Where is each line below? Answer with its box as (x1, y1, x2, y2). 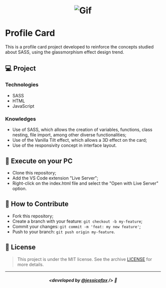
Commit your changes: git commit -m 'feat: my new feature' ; (12, 223, 141, 229)
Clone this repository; (12, 169, 57, 175)
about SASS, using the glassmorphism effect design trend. (5, 49, 124, 55)
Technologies (5, 82, 39, 88)
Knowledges (5, 115, 36, 122)
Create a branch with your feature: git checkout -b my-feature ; (12, 218, 143, 224)
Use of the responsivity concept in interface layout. (12, 142, 117, 148)
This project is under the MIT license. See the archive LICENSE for (17, 256, 152, 262)
